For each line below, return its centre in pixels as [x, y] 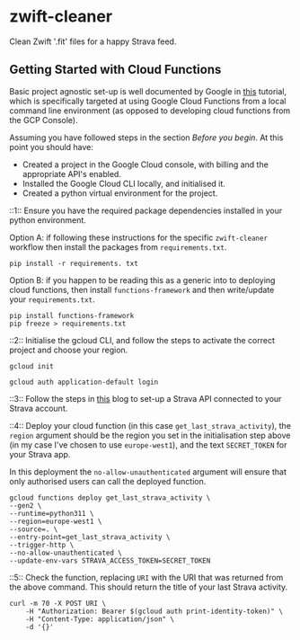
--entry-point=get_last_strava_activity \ [90, 537]
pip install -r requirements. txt [74, 263]
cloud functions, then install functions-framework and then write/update [142, 289]
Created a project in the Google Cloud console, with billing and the [146, 164]
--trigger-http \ [42, 545]
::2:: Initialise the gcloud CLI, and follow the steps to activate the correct [142, 340]
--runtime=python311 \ [52, 513]
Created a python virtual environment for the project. [120, 193]
